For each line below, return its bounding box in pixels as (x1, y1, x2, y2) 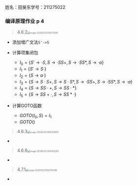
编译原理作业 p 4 (5, 18, 45, 25)
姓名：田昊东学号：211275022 (5, 4, 66, 10)
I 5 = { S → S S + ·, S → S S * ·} (19, 91, 77, 99)
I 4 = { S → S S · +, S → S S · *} (19, 85, 77, 92)
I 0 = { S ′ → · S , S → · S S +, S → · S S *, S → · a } (19, 59, 104, 67)
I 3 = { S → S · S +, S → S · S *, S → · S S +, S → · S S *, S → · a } (19, 79, 133, 86)
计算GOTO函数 (12, 103, 42, 109)
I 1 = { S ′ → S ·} (19, 66, 46, 73)
